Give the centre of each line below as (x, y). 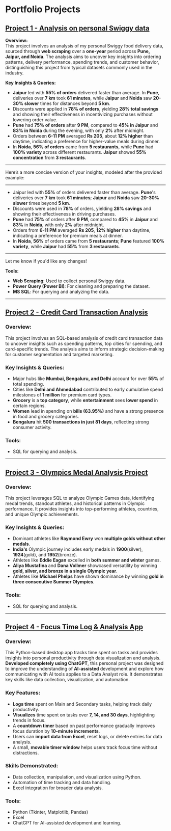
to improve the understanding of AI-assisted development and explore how (84, 669)
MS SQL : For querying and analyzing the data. (61, 292)
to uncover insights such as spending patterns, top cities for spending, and (84, 343)
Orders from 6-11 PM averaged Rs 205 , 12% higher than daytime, (82, 230)
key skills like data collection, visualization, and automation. (67, 680)
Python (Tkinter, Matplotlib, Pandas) (50, 812)
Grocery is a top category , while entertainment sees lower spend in (85, 400)
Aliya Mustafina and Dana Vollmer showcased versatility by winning (85, 566)
